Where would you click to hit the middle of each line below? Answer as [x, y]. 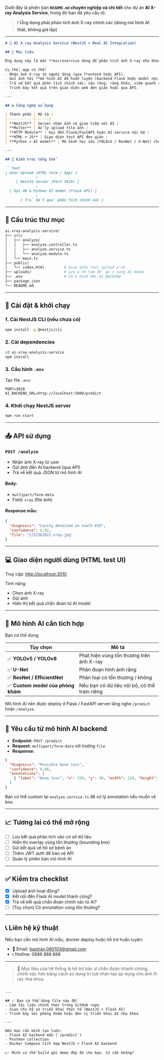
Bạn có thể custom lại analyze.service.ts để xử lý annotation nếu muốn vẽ [81, 796]
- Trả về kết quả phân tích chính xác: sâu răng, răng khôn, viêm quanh [81, 83]
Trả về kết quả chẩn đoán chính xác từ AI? [54, 902]
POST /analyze [22, 452]
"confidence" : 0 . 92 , [30, 530]
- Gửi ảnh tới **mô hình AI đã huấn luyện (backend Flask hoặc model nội [82, 79]
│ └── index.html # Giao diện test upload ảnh [65, 267]
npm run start [20, 416]
